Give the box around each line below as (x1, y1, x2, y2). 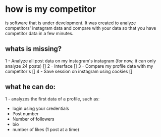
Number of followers (12, 116, 54, 122)
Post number (12, 110, 39, 117)
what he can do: (5, 83, 56, 91)
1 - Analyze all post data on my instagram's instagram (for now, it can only (5, 58, 156, 64)
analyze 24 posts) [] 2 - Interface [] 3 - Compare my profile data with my (5, 63, 154, 69)
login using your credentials (12, 105, 69, 111)
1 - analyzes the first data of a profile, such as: (5, 95, 100, 102)
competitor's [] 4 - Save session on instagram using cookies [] (5, 68, 133, 74)
